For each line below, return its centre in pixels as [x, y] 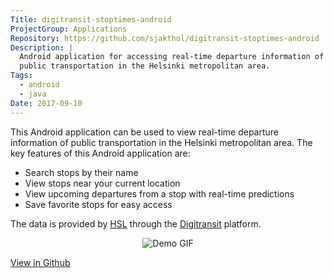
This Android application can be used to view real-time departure [144, 132]
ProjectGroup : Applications [69, 29]
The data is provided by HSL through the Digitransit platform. [136, 223]
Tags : [21, 76]
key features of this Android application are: [100, 153]
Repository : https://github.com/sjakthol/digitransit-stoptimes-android [165, 38]
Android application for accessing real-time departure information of [172, 57]
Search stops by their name [81, 172]
